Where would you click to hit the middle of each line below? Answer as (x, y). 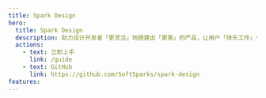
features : (25, 81)
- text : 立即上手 (49, 52)
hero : (17, 23)
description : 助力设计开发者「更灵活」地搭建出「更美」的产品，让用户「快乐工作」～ (139, 38)
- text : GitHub (47, 67)
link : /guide (51, 60)
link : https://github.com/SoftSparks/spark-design (114, 74)
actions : (30, 45)
